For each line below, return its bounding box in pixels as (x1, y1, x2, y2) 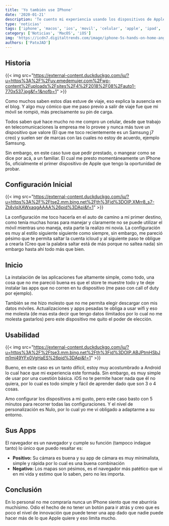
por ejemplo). (5, 290, 33, 296)
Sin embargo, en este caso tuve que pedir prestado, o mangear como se (5, 150, 155, 156)
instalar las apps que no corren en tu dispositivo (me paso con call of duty (5, 285, 159, 291)
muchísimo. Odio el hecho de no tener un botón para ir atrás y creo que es (5, 504, 160, 510)
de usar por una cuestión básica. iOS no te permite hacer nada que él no (5, 375, 156, 381)
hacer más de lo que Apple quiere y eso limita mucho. (5, 515, 117, 521)
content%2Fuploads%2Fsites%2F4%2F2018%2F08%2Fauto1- (5, 83, 136, 89)
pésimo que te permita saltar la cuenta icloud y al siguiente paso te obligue (5, 235, 161, 242)
